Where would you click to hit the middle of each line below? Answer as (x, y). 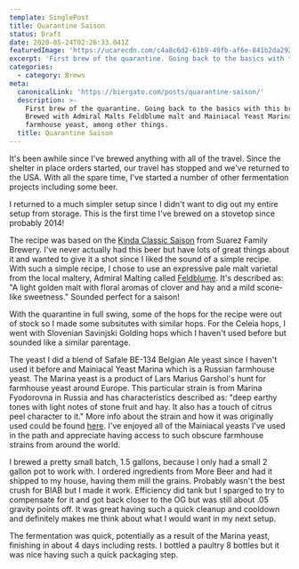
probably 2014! (37, 222)
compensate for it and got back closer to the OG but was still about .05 (139, 500)
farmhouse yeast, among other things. (97, 125)
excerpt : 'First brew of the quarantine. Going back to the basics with (147, 59)
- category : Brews (52, 76)
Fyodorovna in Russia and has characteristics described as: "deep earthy (143, 397)
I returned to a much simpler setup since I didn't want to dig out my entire (144, 204)
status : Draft (36, 34)
